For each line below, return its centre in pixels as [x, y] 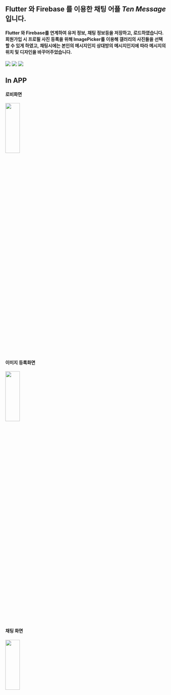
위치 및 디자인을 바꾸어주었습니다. [39, 52]
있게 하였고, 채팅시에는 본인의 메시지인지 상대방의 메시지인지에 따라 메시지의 [91, 46]
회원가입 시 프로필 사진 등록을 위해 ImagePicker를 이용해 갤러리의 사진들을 [79, 39]
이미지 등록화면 [20, 362]
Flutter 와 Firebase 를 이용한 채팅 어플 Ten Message [86, 9]
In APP [16, 80]
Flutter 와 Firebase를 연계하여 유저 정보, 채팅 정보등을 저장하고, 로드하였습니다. [84, 33]
